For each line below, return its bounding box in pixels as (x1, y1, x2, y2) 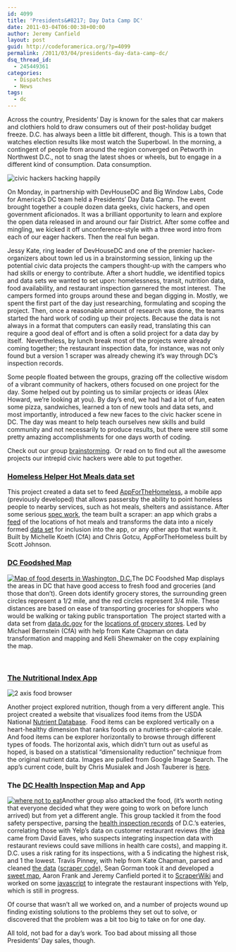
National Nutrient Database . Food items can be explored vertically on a (7, 717, 215, 726)
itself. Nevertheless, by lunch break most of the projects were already (7, 336, 211, 345)
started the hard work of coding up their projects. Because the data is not (7, 314, 221, 322)
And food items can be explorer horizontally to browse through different (7, 732, 216, 741)
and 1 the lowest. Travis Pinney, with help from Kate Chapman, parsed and (7, 857, 223, 865)
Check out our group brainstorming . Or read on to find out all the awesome (7, 447, 227, 454)
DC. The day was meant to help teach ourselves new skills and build (7, 418, 206, 426)
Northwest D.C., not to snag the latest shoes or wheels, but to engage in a (7, 153, 222, 161)
